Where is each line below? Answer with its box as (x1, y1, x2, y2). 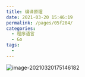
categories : (6, 25, 36, 32)
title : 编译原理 (6, 8, 43, 15)
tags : (6, 42, 20, 48)
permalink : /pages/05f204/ (6, 20, 73, 26)
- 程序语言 (11, 31, 35, 37)
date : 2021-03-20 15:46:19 (6, 14, 73, 20)
